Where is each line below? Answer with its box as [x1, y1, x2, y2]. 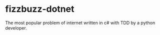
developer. [5, 25, 27, 31]
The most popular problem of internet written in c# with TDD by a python [5, 20, 155, 26]
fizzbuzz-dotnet [5, 3, 74, 15]
